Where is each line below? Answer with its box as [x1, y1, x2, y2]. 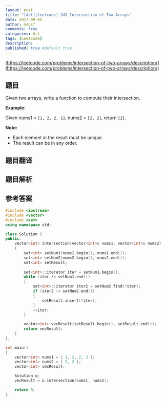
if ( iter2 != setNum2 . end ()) [32, 288, 95, 294]
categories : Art [5, 31, 40, 36]
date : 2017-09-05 [5, 17, 43, 22]
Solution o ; [14, 373, 40, 378]
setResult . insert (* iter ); [42, 298, 97, 303]
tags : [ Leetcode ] [5, 36, 43, 41]
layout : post [5, 7, 33, 13]
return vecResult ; [24, 326, 63, 331]
